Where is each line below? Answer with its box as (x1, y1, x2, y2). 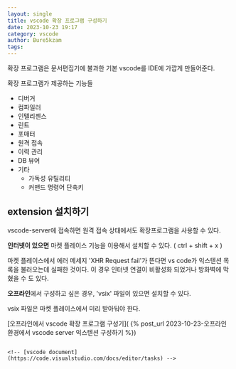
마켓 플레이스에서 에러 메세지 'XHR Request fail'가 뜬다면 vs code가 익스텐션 (7, 256, 222, 264)
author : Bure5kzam (7, 37, 62, 44)
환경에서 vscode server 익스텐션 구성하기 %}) (7, 328, 136, 336)
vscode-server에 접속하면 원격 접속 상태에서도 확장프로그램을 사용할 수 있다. (7, 225, 222, 235)
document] (48, 348, 78, 355)
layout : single (7, 10, 53, 18)
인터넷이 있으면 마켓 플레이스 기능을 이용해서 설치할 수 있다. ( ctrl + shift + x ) (7, 241, 222, 250)
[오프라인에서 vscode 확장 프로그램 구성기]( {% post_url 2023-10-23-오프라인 (7, 319, 227, 328)
